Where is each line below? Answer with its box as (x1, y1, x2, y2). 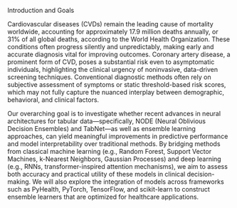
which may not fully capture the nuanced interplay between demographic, (7, 88, 225, 96)
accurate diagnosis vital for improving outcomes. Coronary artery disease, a (7, 50, 231, 58)
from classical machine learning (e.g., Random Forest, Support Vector (7, 147, 212, 155)
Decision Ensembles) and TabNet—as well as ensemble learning (7, 125, 196, 132)
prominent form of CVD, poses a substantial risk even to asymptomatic (7, 58, 215, 66)
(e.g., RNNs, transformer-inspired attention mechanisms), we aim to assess (7, 162, 228, 170)
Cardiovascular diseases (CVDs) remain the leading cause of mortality (7, 20, 214, 28)
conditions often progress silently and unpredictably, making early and (7, 43, 214, 51)
